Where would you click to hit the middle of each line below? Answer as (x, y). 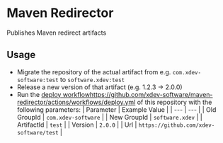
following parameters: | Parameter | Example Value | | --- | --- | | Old (116, 109)
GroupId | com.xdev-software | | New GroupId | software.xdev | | (109, 117)
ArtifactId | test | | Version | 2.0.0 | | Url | (77, 125)
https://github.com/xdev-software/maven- (151, 94)
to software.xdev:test (92, 79)
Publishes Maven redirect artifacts (57, 33)
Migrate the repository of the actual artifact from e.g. (94, 71)
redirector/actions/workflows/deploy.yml (76, 102)
